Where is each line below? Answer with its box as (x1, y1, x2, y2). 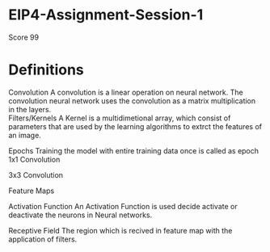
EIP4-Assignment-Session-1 (8, 6, 204, 24)
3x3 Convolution (8, 170, 63, 179)
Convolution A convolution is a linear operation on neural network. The (8, 87, 244, 97)
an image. (8, 130, 42, 140)
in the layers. (8, 104, 52, 114)
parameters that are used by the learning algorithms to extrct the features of (8, 121, 263, 131)
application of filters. (8, 234, 78, 244)
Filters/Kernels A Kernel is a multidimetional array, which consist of (8, 113, 231, 123)
